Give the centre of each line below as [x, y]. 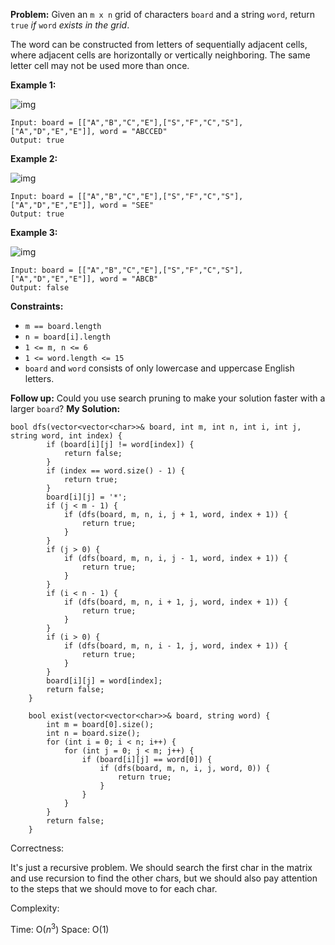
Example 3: [34, 232]
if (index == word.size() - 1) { [116, 471]
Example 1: [33, 85]
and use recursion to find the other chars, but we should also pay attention [164, 878]
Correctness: [37, 848]
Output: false [40, 288]
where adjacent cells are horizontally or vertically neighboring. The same [160, 55]
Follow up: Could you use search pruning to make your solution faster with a [168, 398]
